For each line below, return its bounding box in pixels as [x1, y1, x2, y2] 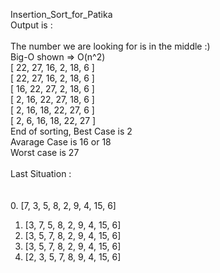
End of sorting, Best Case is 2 [10, 125, 133, 137]
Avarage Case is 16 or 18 [10, 136, 112, 148]
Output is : [10, 19, 53, 31]
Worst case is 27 [10, 147, 80, 158]
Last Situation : [10, 168, 72, 179]
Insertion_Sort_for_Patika [10, 9, 113, 20]
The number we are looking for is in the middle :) [10, 40, 211, 52]
